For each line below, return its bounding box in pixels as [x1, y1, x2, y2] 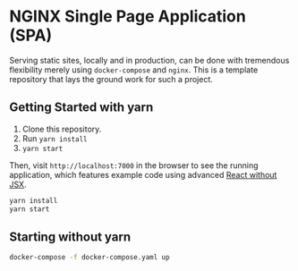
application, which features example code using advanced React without [9, 169, 277, 180]
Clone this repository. [21, 123, 102, 134]
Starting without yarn [9, 229, 132, 244]
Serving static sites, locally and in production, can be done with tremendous [9, 55, 290, 65]
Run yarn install [21, 132, 88, 144]
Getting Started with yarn [9, 100, 154, 115]
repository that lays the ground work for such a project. [9, 73, 213, 84]
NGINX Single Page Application [9, 6, 246, 27]
